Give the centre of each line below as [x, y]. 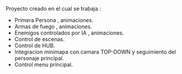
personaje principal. [39, 58]
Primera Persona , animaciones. [54, 20]
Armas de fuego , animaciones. [53, 27]
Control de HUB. [35, 45]
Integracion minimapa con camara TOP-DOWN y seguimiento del [95, 52]
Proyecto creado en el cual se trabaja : [54, 9]
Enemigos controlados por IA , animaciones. [69, 33]
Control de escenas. [39, 39]
